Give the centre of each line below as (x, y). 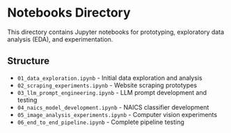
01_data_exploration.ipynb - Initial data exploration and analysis (110, 78)
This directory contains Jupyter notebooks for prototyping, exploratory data (116, 32)
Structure (29, 61)
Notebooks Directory (69, 13)
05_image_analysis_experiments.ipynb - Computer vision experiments (117, 114)
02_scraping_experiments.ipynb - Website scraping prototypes (107, 85)
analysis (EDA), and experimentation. (60, 39)
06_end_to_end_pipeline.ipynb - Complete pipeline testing (101, 122)
